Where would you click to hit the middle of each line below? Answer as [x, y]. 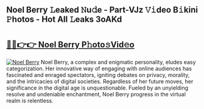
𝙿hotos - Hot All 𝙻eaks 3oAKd [64, 20]
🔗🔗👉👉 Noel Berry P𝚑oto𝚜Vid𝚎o [71, 45]
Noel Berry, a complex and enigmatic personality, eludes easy [118, 62]
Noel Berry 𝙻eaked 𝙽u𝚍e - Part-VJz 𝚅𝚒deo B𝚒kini [102, 10]
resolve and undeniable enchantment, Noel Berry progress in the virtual [96, 94]
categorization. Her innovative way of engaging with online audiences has [99, 68]
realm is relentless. [30, 101]
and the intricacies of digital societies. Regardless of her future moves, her [100, 81]
